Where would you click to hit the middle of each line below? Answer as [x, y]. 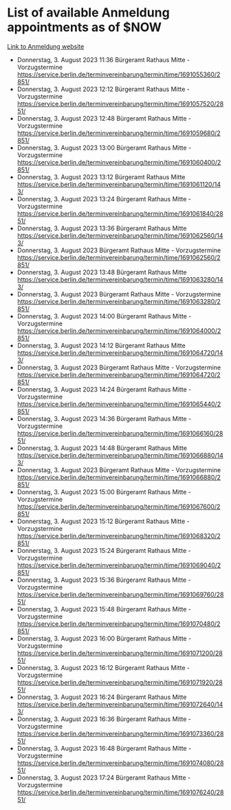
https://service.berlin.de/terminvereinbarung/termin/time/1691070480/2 [119, 624]
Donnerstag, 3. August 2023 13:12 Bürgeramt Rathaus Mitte [101, 176]
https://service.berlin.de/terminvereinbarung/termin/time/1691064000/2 [119, 331]
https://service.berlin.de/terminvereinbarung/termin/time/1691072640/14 [120, 704]
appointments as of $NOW [85, 27]
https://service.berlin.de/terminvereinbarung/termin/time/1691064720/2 [119, 374]
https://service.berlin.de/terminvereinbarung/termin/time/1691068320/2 [119, 536]
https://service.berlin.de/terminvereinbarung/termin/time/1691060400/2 [119, 162]
